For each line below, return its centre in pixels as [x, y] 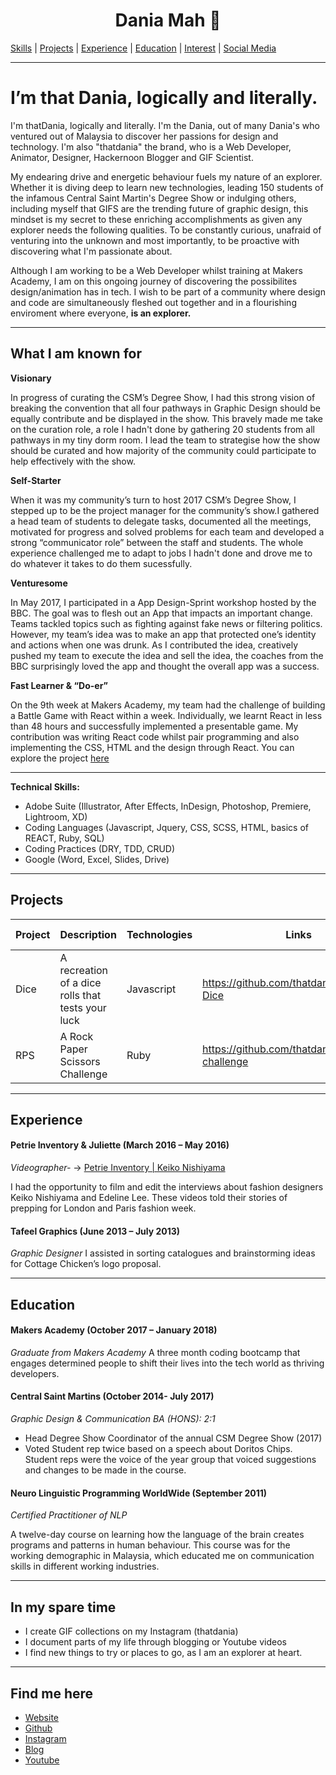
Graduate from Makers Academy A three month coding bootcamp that [155, 1352]
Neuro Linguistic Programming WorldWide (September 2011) [139, 1493]
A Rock [76, 1036]
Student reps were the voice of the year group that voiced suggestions [170, 1460]
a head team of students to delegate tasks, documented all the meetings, [161, 521]
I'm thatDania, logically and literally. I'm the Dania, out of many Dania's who [165, 125]
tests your [83, 1007]
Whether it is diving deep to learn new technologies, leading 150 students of [167, 187]
